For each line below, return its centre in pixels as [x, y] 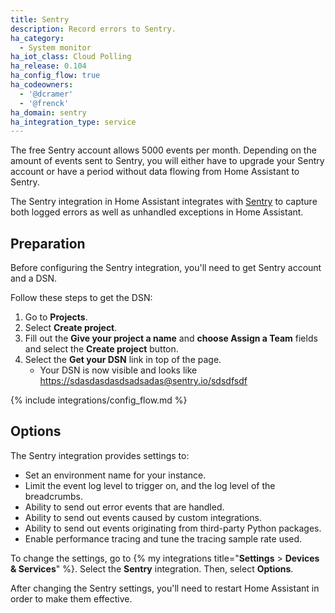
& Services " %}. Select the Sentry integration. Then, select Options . [152, 568]
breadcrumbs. [53, 496]
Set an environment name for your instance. [115, 475]
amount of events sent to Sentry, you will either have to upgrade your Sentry [167, 161]
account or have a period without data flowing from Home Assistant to [155, 172]
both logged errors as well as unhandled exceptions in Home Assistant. [157, 212]
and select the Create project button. [101, 349]
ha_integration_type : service [73, 122]
